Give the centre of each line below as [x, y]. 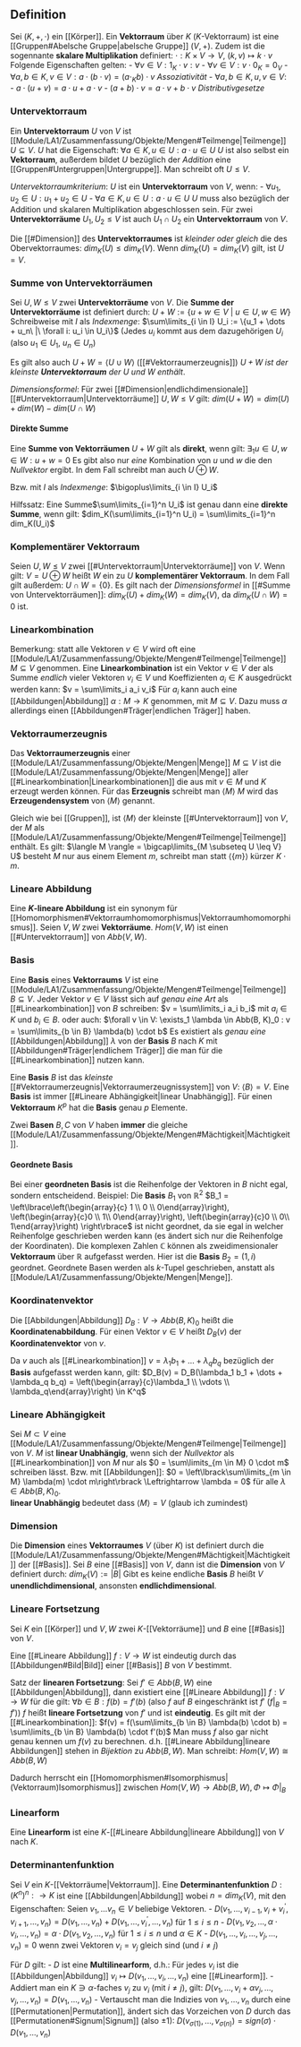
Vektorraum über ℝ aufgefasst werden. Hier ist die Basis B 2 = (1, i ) [133, 1257]
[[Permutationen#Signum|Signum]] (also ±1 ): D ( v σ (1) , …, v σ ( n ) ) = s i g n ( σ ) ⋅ [143, 2021]
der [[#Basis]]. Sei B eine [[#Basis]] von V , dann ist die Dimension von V [151, 1565]
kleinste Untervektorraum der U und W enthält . [98, 372]
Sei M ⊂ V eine [38, 1434]
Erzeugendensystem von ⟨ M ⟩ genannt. [83, 801]
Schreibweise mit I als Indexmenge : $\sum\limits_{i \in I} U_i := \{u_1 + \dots [148, 322]
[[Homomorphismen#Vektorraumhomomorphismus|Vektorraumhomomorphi [150, 918]
